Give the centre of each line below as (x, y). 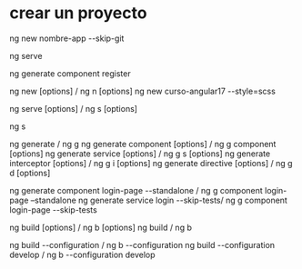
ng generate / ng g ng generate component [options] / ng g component (143, 144)
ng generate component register (70, 73)
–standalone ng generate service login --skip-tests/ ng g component (159, 200)
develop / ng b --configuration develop (83, 254)
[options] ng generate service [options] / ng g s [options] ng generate (140, 154)
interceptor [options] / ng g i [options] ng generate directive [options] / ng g (151, 163)
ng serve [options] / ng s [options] (74, 108)
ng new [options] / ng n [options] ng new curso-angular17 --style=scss (142, 91)
